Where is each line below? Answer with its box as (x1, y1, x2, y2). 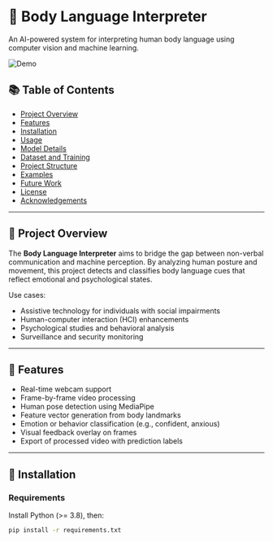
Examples (19, 169, 54, 179)
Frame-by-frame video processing (19, 393, 136, 403)
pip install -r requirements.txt (8, 527, 122, 535)
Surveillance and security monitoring (19, 331, 144, 341)
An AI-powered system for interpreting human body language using (8, 34, 235, 44)
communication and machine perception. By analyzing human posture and (8, 256, 258, 267)
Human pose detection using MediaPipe (19, 402, 154, 412)
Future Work (19, 178, 63, 188)
